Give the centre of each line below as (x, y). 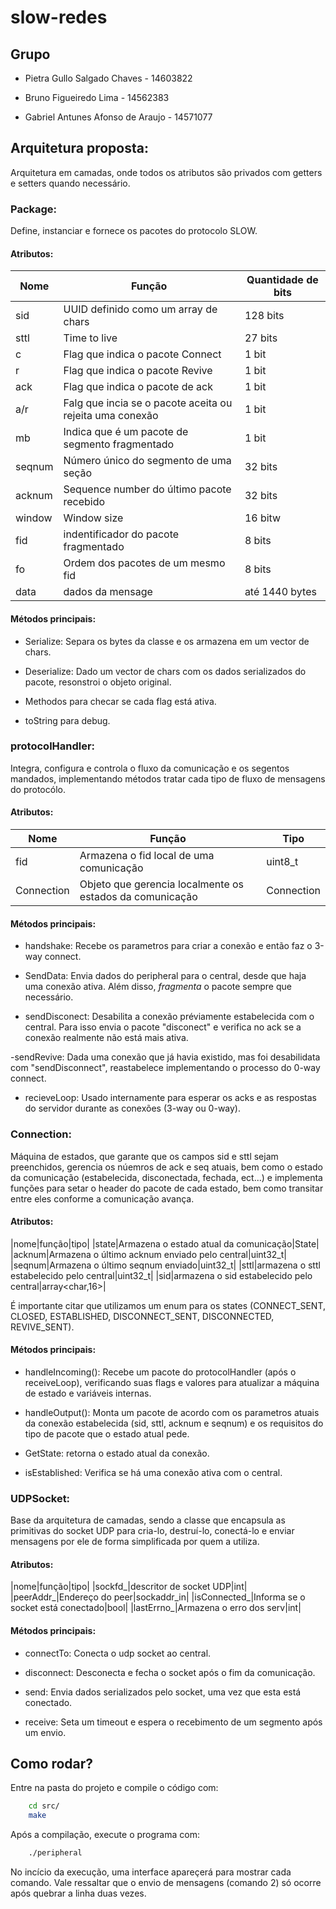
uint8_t (282, 862)
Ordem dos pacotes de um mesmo (144, 563)
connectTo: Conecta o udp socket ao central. (118, 1653)
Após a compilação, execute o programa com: (105, 1835)
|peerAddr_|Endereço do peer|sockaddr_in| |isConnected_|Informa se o (158, 1597)
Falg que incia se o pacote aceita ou (148, 403)
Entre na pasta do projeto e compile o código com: (114, 1788)
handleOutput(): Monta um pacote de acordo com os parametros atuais (172, 1412)
